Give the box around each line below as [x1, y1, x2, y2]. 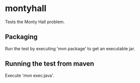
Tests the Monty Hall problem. [5, 19, 65, 25]
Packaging [5, 33, 38, 41]
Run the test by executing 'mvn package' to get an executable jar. [5, 45, 135, 51]
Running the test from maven [5, 60, 94, 68]
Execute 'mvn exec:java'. [5, 72, 55, 78]
